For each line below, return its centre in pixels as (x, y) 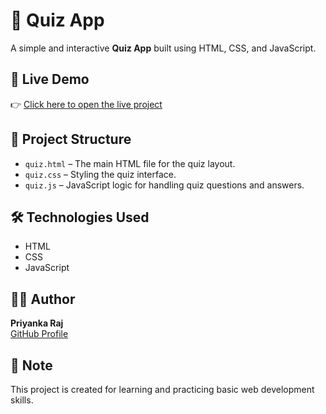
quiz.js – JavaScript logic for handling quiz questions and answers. (164, 185)
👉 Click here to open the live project (86, 104)
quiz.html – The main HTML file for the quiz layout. (130, 163)
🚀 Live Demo (50, 79)
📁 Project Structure (71, 139)
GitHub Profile (39, 334)
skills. (22, 400)
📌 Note (31, 365)
